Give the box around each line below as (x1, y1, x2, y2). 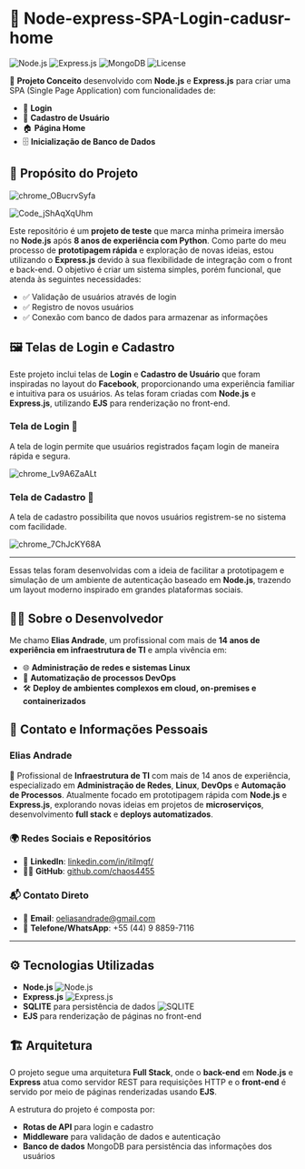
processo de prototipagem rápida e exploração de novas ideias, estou (9, 245, 274, 256)
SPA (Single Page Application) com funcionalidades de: (9, 85, 216, 96)
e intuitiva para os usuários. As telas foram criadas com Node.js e (9, 388, 256, 398)
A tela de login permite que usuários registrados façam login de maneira (9, 440, 280, 451)
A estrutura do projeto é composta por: (9, 1103, 156, 1114)
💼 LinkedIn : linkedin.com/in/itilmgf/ (22, 855, 154, 867)
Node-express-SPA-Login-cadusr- (24, 8, 292, 29)
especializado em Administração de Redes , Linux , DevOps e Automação (9, 780, 287, 791)
